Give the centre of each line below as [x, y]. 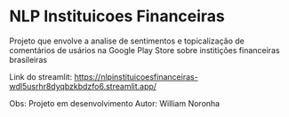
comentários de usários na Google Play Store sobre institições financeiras [144, 50]
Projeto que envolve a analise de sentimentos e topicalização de [127, 41]
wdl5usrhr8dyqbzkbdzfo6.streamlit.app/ [83, 86]
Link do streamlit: [41, 76]
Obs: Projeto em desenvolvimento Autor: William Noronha [115, 103]
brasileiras [28, 59]
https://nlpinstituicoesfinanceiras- [136, 76]
